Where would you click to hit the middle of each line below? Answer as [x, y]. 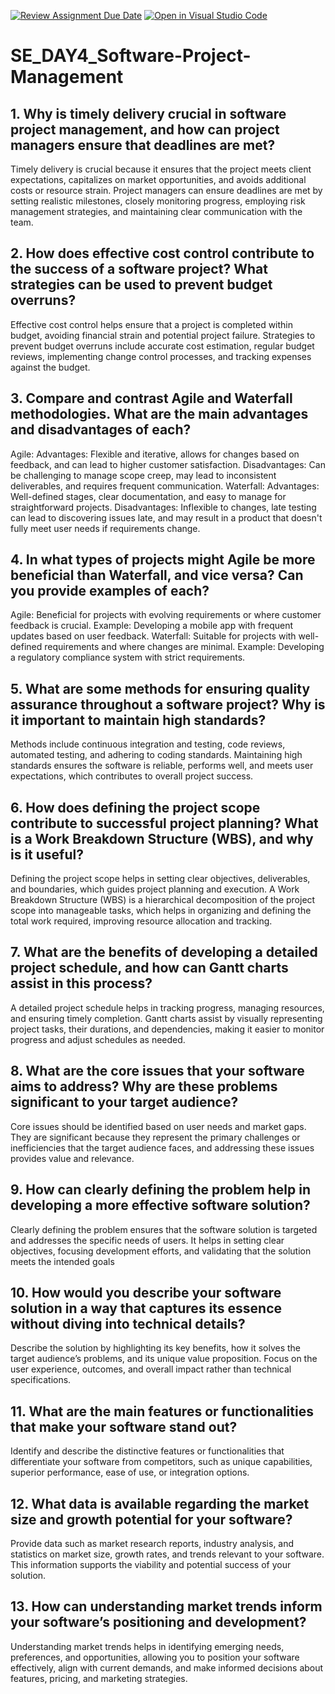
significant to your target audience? [124, 1102]
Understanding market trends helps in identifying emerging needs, [147, 1646]
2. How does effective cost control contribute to [162, 253]
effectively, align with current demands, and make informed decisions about [167, 1667]
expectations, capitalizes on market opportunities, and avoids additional [158, 179]
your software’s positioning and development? [158, 1622]
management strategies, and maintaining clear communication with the [156, 211]
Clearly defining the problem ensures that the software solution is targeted [164, 1229]
